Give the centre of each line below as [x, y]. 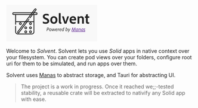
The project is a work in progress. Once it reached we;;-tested [97, 87]
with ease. [33, 99]
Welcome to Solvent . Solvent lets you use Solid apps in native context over [98, 51]
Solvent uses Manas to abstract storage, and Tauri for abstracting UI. [91, 75]
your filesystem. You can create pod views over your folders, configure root [99, 57]
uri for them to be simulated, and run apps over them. [72, 63]
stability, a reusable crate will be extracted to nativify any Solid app [103, 93]
